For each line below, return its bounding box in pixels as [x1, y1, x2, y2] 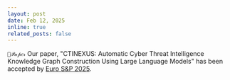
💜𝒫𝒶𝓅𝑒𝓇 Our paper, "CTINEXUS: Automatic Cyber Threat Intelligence [7, 50, 204, 58]
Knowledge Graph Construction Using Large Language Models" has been [7, 57, 224, 66]
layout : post [7, 10, 46, 18]
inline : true [7, 23, 46, 30]
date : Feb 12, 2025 [7, 17, 66, 24]
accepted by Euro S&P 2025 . [7, 64, 92, 73]
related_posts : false [7, 30, 72, 38]
